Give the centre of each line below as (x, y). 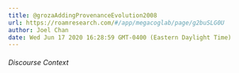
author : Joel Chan (38, 30)
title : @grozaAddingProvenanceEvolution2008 (83, 15)
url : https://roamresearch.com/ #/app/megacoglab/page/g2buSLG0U (116, 23)
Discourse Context (38, 62)
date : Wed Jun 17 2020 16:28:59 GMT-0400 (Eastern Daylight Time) (120, 37)
